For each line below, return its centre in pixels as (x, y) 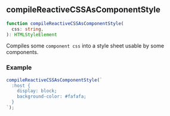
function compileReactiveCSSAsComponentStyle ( (65, 23)
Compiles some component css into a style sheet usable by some (85, 46)
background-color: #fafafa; (52, 97)
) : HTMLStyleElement (32, 35)
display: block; (37, 91)
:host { (21, 86)
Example (19, 68)
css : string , (28, 29)
